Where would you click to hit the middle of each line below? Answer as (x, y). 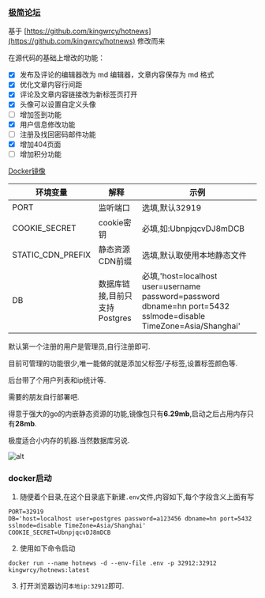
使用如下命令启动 (47, 548)
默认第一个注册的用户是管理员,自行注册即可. (80, 346)
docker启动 (30, 478)
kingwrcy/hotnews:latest (49, 570)
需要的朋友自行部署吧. (44, 396)
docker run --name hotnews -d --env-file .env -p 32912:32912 (112, 563)
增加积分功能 (40, 154)
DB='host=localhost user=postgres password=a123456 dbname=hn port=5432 (130, 519)
